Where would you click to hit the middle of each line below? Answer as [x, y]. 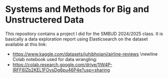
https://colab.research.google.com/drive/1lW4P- [62, 64]
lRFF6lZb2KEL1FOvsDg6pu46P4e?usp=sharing [61, 70]
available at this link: [26, 44]
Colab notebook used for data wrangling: [55, 59]
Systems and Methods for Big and [77, 9]
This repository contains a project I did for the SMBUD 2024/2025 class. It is [84, 33]
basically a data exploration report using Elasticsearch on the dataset [76, 39]
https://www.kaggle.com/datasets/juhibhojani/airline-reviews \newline [85, 54]
